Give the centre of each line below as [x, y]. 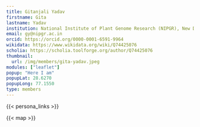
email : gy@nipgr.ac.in [34, 34]
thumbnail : [20, 56]
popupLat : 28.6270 [29, 78]
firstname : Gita [26, 17]
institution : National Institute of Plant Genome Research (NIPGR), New [98, 28]
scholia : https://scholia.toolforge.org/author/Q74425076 [79, 51]
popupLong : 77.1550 [30, 84]
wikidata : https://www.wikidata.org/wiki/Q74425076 [71, 45]
